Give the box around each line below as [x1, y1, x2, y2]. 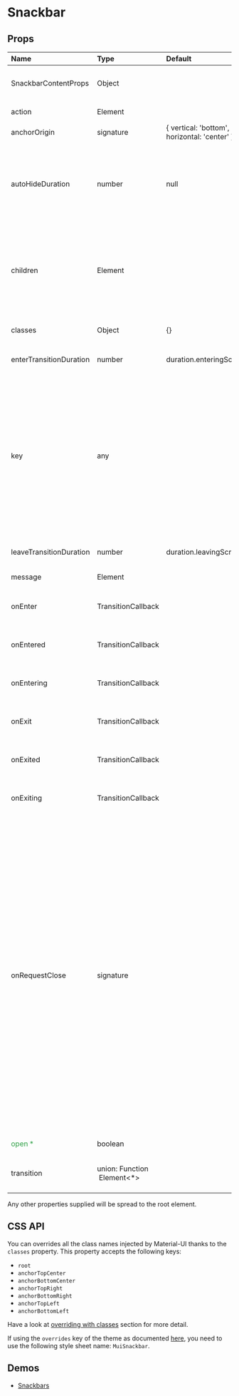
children [11, 265, 38, 275]
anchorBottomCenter [17, 1277, 76, 1284]
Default [166, 54, 192, 63]
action [11, 107, 32, 116]
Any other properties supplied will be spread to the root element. [7, 1200, 197, 1208]
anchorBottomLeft [17, 1308, 70, 1315]
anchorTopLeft [17, 1300, 60, 1307]
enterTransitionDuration [11, 354, 90, 364]
